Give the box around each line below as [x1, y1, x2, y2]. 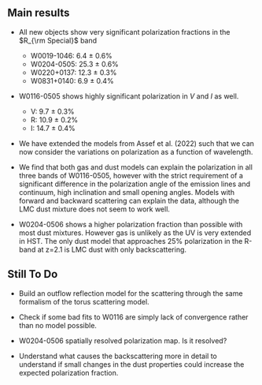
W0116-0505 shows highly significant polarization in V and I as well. [18, 91, 239, 101]
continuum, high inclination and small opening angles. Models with [18, 187, 235, 196]
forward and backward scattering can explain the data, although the [18, 196, 239, 205]
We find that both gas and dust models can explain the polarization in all [18, 162, 253, 172]
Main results [7, 6, 70, 20]
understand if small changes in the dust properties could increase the [18, 359, 245, 369]
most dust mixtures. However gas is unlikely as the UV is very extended [18, 228, 252, 237]
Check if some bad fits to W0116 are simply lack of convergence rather [18, 312, 249, 322]
